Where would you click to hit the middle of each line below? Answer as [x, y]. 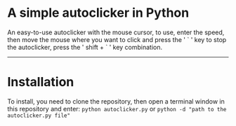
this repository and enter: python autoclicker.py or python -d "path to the [117, 108]
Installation [41, 82]
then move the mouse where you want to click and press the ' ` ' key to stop [117, 39]
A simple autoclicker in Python [98, 13]
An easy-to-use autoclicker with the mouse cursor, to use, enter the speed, [116, 32]
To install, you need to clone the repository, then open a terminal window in [116, 101]
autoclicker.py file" [39, 115]
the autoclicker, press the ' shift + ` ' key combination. [85, 47]
